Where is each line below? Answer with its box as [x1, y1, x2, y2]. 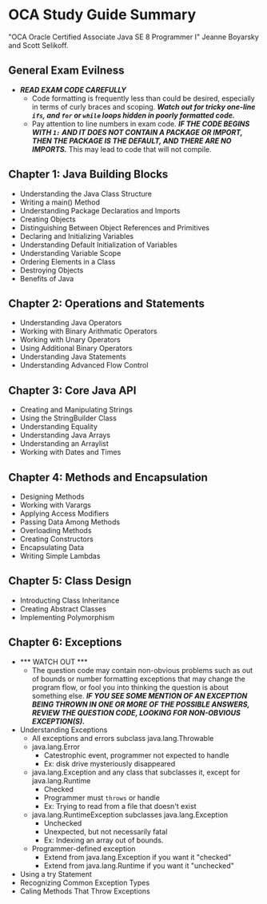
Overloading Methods [19, 526, 92, 535]
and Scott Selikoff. [8, 40, 69, 50]
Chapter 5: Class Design [8, 574, 132, 588]
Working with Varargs [19, 500, 92, 509]
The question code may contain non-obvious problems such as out [31, 665, 253, 675]
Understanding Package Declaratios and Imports [19, 205, 181, 215]
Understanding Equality [19, 422, 98, 432]
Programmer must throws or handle [43, 793, 160, 802]
